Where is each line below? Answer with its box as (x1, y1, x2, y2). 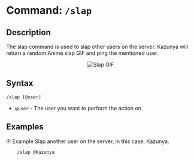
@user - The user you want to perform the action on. (14, 104, 143, 112)
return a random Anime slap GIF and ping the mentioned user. (6, 49, 159, 57)
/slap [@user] (6, 94, 42, 100)
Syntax (6, 78, 34, 88)
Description (6, 27, 51, 38)
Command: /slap (6, 4, 92, 17)
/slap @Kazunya (17, 149, 55, 155)
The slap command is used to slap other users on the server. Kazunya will (6, 43, 189, 50)
